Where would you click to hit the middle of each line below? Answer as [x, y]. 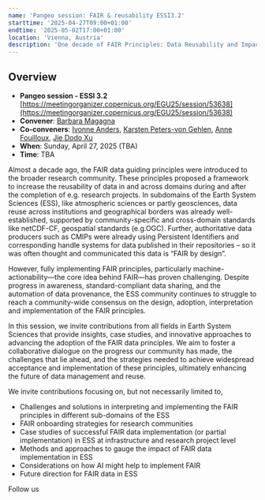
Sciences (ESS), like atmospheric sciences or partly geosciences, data [123, 203]
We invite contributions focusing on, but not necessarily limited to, [116, 391]
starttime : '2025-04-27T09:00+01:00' [70, 23]
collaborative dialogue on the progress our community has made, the [120, 351]
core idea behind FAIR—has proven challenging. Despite [158, 277]
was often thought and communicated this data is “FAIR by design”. [117, 253]
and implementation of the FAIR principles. [77, 310]
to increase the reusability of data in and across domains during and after [127, 186]
